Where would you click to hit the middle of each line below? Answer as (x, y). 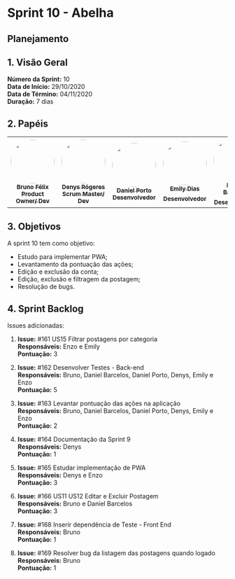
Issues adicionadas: (36, 326)
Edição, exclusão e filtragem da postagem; (79, 279)
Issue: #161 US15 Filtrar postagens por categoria (87, 339)
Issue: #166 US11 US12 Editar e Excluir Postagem (88, 496)
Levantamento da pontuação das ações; (75, 265)
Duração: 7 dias (30, 102)
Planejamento (38, 39)
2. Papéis (28, 124)
